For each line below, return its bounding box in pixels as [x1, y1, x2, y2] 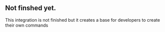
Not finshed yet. [5, 4, 56, 12]
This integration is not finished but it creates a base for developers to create [5, 17, 160, 23]
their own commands [5, 22, 49, 28]
